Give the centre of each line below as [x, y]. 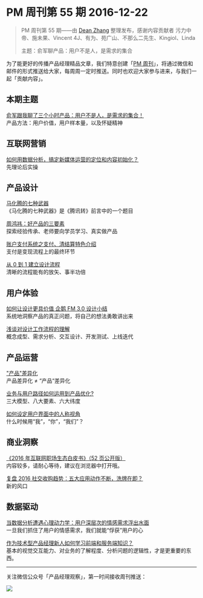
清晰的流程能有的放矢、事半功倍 [46, 272]
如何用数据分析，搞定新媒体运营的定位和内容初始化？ [72, 159]
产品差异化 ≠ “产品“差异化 [38, 381]
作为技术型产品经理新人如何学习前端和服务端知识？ [70, 543]
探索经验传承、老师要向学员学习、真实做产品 [62, 231]
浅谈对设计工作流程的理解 [38, 329]
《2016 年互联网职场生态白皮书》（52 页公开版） [66, 458]
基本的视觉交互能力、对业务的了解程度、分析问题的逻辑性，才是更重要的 [96, 550]
